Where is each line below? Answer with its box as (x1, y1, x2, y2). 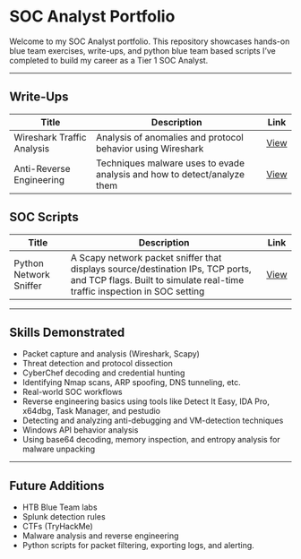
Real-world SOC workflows (21, 387, 123, 398)
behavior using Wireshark (95, 142, 204, 154)
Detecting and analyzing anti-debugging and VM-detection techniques (21, 415, 284, 426)
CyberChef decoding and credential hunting (21, 367, 185, 378)
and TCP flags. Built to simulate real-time (70, 273, 245, 286)
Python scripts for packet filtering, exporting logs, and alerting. (21, 540, 255, 551)
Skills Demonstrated (9, 324, 125, 340)
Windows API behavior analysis (21, 425, 139, 435)
